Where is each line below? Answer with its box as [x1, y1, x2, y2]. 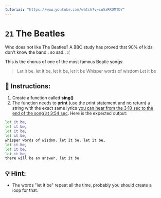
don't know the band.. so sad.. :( [5, 49, 70, 55]
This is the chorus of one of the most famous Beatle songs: [5, 59, 124, 65]
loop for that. [12, 187, 38, 193]
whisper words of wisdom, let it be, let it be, [5, 138, 106, 143]
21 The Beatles [5, 28, 65, 39]
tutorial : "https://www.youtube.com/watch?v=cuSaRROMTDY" [5, 7, 125, 12]
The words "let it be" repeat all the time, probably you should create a [12, 182, 152, 188]
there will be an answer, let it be [5, 156, 79, 161]
